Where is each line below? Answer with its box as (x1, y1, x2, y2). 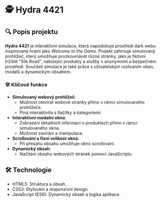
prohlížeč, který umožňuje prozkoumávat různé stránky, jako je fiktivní (5, 54, 146, 59)
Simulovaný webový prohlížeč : (12, 94, 76, 100)
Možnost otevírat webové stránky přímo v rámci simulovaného (19, 99, 145, 105)
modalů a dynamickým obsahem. (5, 69, 72, 74)
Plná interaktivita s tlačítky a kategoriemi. (19, 110, 102, 115)
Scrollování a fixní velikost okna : (12, 135, 80, 142)
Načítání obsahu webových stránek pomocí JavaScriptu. (19, 151, 133, 157)
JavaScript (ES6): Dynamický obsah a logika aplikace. (12, 191, 121, 198)
